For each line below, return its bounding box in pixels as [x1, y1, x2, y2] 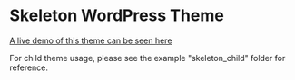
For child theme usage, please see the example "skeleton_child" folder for [9, 52, 286, 63]
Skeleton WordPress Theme [9, 5, 224, 26]
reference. [9, 62, 48, 73]
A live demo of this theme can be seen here [9, 35, 172, 46]
